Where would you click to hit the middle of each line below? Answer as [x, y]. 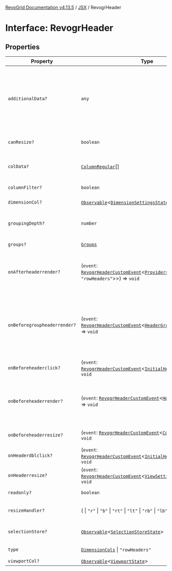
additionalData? [28, 98]
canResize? [21, 142]
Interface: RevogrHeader [59, 28]
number [89, 223]
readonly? [20, 492]
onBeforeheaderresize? [35, 435]
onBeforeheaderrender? [35, 401]
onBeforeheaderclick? [34, 368]
